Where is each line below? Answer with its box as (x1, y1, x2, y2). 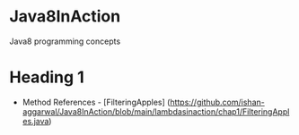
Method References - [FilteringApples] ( (22, 97, 171, 107)
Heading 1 (9, 67, 85, 88)
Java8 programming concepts (9, 36, 121, 46)
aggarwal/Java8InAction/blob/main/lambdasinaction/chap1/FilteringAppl (22, 105, 290, 117)
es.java (22, 115, 49, 126)
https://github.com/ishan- (170, 97, 265, 107)
